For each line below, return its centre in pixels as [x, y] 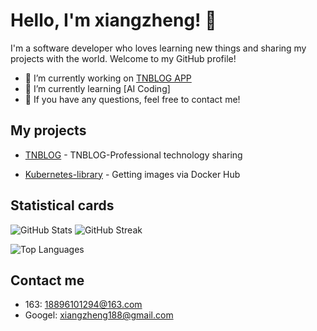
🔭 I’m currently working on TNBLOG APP [108, 78]
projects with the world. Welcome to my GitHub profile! [123, 58]
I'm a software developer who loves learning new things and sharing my [158, 48]
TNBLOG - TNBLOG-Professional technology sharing [133, 155]
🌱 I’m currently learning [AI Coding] [97, 88]
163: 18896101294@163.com [83, 305]
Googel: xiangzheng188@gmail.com [99, 315]
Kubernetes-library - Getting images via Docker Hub [132, 174]
